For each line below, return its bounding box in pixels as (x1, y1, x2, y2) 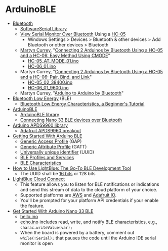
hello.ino (20, 213, 38, 219)
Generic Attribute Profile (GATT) (20, 143, 87, 149)
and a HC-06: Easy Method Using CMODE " (20, 52, 110, 59)
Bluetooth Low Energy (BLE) (12, 95, 72, 102)
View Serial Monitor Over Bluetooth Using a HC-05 (20, 31, 126, 37)
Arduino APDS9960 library (12, 122, 68, 128)
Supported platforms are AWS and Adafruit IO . (20, 192, 117, 198)
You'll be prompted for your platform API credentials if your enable (20, 197, 159, 203)
